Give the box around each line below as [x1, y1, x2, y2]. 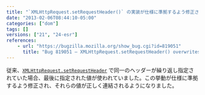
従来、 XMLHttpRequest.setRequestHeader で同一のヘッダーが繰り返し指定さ [6, 66, 194, 74]
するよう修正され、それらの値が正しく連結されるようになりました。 [6, 82, 178, 89]
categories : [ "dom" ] [6, 20, 59, 26]
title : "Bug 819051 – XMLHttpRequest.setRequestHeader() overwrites [22, 49, 201, 55]
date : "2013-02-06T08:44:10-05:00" [6, 15, 97, 21]
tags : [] [6, 26, 29, 32]
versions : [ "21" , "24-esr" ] [6, 32, 78, 38]
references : [6, 37, 37, 44]
